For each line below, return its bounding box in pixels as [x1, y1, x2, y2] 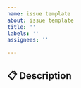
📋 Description [7, 70, 72, 82]
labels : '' [7, 30, 39, 37]
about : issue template [7, 17, 74, 24]
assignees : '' [7, 37, 49, 44]
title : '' [7, 23, 37, 30]
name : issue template [7, 10, 71, 18]
